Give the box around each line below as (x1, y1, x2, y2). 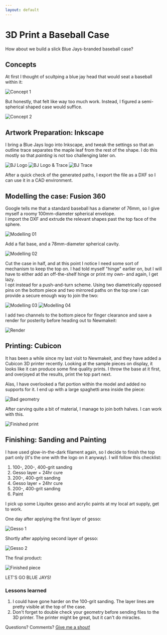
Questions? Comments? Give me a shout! (5, 624, 90, 630)
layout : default (5, 7, 39, 13)
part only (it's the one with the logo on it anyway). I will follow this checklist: (5, 454, 161, 460)
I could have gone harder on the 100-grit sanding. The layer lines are (12, 598, 154, 604)
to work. (5, 506, 23, 512)
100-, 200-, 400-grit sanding (12, 464, 73, 470)
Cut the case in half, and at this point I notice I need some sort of (5, 261, 139, 266)
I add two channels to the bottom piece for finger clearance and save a (5, 312, 152, 318)
